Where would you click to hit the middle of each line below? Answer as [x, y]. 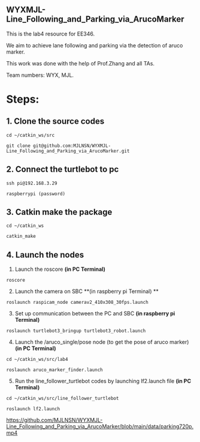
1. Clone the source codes [55, 122]
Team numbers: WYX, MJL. [40, 75]
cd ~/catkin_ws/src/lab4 [37, 360]
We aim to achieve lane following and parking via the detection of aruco [95, 45]
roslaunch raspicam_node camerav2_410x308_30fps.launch [77, 303]
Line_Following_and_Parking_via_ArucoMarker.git [68, 151]
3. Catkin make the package [59, 212]
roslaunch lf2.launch [33, 409]
